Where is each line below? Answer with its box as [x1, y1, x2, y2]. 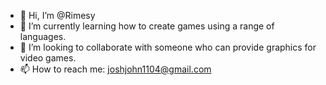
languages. [19, 31, 67, 42]
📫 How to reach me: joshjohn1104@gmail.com [19, 63, 212, 75]
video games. [19, 52, 77, 64]
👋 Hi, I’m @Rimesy [19, 10, 96, 21]
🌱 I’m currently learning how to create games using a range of [19, 20, 275, 32]
